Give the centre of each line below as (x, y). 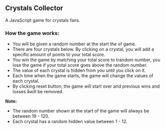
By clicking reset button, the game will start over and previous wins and (86, 86)
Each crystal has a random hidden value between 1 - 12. (70, 122)
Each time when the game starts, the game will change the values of (83, 76)
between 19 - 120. (31, 116)
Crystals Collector (34, 8)
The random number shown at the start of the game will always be (81, 111)
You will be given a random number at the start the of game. (74, 44)
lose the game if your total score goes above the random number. (80, 65)
